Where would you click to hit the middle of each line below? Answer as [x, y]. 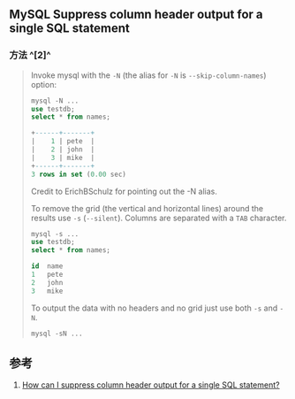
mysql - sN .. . [57, 334]
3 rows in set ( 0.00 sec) [78, 174]
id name [47, 266]
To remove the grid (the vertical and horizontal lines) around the [147, 208]
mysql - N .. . [55, 101]
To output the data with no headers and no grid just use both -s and [154, 308]
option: [44, 84]
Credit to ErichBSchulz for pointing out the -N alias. [124, 191]
